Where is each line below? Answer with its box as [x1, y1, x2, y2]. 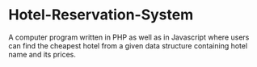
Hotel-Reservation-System [8, 6, 194, 24]
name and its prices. [8, 49, 77, 59]
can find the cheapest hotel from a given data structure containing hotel [8, 40, 248, 50]
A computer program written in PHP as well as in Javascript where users [8, 32, 250, 42]
